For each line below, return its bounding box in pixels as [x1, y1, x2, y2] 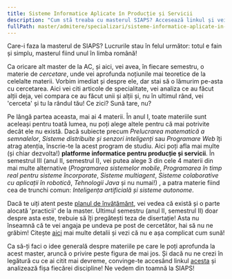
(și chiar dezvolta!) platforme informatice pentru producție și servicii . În [7, 149, 215, 157]
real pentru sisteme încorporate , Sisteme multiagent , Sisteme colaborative [7, 171, 219, 180]
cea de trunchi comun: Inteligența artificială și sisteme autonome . [7, 186, 195, 194]
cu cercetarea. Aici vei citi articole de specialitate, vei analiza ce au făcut [7, 84, 214, 93]
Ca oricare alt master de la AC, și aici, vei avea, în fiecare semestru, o [7, 63, 205, 71]
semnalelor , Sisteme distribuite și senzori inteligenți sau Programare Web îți [7, 135, 222, 143]
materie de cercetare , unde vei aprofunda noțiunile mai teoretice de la [7, 70, 206, 78]
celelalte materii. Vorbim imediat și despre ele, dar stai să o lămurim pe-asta [7, 77, 223, 86]
